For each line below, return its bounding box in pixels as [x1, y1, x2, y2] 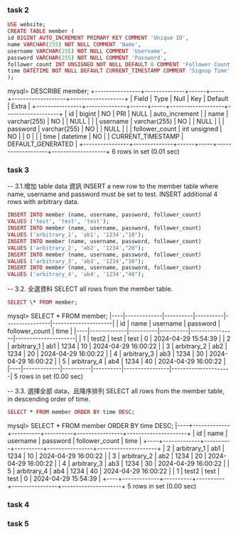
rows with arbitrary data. [7, 198, 80, 206]
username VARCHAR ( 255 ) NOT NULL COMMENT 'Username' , [7, 48, 167, 55]
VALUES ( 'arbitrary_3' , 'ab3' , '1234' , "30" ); [7, 257, 144, 265]
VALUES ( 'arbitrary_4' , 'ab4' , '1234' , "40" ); [7, 271, 144, 278]
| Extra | [7, 102, 31, 111]
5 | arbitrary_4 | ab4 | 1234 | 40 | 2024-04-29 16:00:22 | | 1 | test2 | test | [7, 466, 220, 475]
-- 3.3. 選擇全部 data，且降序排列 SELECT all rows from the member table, [7, 387, 225, 395]
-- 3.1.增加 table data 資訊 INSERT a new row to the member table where [7, 182, 219, 191]
